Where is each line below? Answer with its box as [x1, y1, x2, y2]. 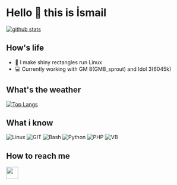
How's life [6, 43, 45, 53]
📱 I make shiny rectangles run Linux [14, 58, 102, 65]
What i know [6, 118, 53, 128]
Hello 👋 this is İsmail [6, 6, 107, 20]
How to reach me [6, 150, 70, 161]
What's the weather [6, 85, 81, 95]
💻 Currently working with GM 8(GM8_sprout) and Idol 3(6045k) [14, 65, 172, 73]
